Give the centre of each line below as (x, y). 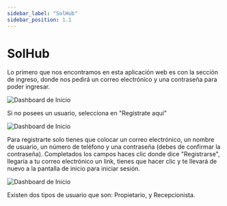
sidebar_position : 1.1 (39, 20)
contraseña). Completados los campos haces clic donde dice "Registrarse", (113, 154)
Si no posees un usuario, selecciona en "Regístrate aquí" (87, 113)
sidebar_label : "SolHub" (42, 13)
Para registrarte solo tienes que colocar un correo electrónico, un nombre (111, 140)
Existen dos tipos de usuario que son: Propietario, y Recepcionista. (101, 195)
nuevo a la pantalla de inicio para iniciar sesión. (74, 168)
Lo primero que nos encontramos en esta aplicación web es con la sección (113, 72)
